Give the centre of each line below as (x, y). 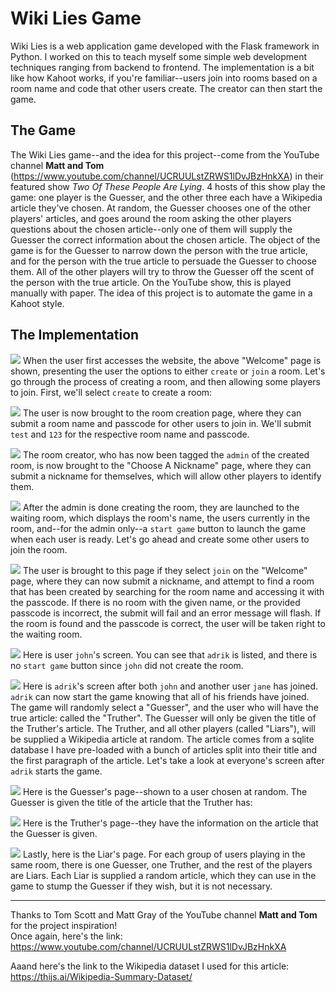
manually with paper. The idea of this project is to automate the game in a (161, 293)
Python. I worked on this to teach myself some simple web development (159, 56)
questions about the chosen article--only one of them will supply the (151, 229)
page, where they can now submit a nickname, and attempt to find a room (162, 581)
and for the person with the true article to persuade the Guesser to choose (163, 261)
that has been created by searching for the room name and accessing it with (167, 591)
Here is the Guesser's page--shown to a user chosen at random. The (165, 791)
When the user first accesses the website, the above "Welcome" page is (172, 360)
